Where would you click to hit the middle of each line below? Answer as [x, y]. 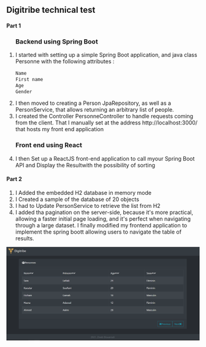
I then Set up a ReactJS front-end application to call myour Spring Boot [105, 158]
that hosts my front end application [59, 129]
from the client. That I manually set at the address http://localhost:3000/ [106, 123]
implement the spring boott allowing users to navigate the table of [98, 232]
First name [29, 80]
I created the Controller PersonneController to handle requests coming [104, 116]
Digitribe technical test [51, 10]
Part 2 [14, 179]
